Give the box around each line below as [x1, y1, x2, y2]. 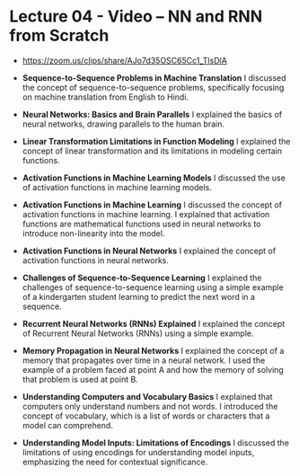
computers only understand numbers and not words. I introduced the [22, 401, 278, 411]
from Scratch [9, 25, 110, 46]
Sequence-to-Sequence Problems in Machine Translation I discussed [22, 72, 286, 83]
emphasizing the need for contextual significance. [22, 456, 208, 467]
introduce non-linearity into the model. [22, 227, 165, 239]
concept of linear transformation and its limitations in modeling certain [22, 145, 283, 156]
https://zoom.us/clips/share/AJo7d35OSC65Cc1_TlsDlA [22, 55, 227, 66]
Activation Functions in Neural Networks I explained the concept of [22, 245, 277, 256]
